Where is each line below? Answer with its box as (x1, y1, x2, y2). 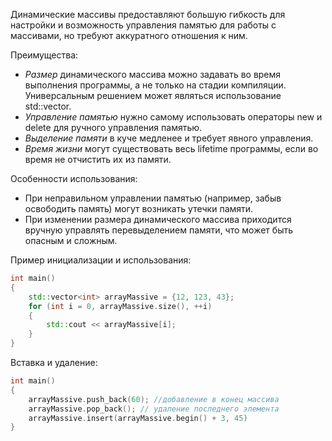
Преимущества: (10, 49, 79, 61)
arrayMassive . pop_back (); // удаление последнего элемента (28, 404, 280, 414)
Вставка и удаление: (10, 357, 98, 368)
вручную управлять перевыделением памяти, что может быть (24, 224, 293, 236)
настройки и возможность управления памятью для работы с (10, 19, 277, 31)
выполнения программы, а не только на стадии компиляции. (24, 79, 287, 91)
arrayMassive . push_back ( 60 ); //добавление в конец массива (28, 394, 280, 404)
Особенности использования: (10, 173, 138, 184)
